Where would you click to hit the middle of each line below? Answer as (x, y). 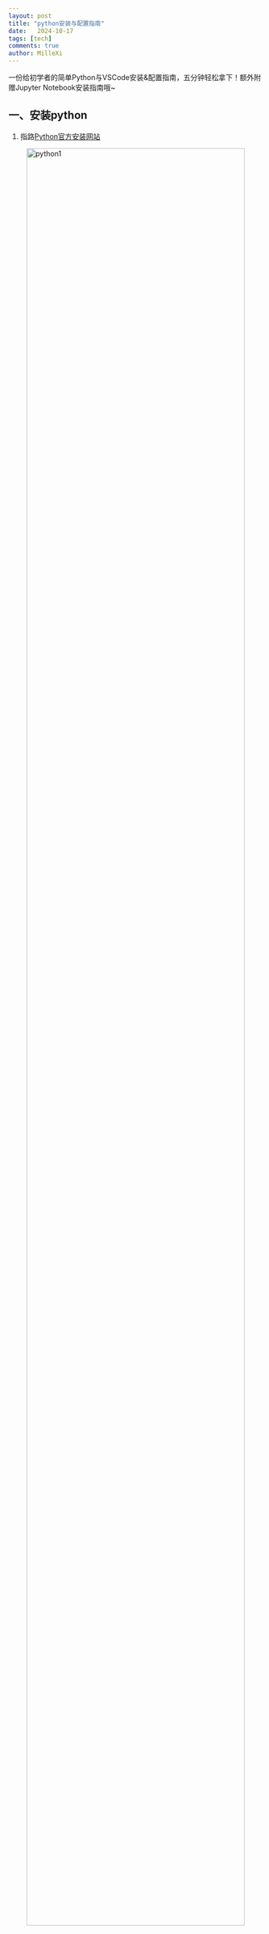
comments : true (34, 46)
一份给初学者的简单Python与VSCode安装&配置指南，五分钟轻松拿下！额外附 (135, 77)
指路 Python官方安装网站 (60, 136)
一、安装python (48, 115)
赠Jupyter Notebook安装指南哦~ (62, 87)
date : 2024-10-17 (41, 31)
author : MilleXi (35, 53)
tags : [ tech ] (30, 38)
